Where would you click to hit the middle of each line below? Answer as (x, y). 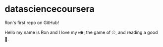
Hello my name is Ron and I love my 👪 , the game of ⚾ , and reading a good (81, 32)
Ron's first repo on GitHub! (32, 23)
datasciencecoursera (50, 9)
